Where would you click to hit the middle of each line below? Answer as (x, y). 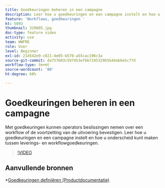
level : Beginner (22, 51)
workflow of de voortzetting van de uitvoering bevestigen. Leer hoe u (76, 132)
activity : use (20, 38)
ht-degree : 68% (21, 74)
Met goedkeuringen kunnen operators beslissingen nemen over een (74, 127)
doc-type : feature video (31, 33)
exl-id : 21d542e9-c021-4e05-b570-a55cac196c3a (54, 56)
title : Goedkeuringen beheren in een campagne (54, 10)
